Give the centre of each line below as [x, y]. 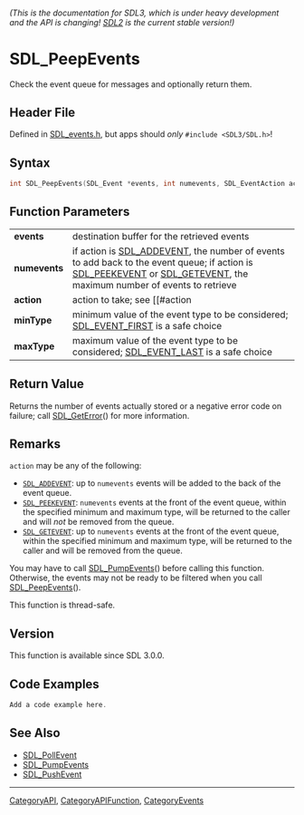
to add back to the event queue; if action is [162, 262]
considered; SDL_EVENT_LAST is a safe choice [172, 352]
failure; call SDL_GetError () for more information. [100, 415]
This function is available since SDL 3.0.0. [87, 655]
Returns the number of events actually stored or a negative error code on [146, 406]
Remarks [35, 444]
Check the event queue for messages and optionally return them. [131, 84]
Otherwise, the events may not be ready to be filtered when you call [136, 578]
